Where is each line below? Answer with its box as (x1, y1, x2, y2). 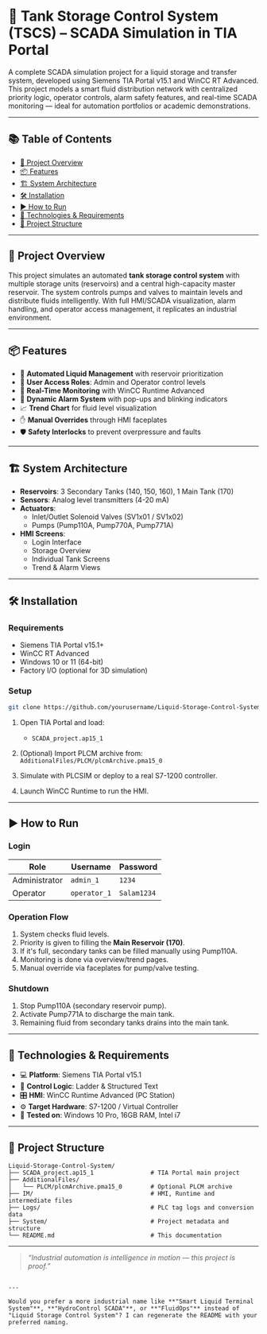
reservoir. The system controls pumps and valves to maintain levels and (8, 287, 243, 297)
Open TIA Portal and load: (19, 718, 105, 727)
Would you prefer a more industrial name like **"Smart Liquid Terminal (8, 1297, 254, 1305)
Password (118, 861, 158, 872)
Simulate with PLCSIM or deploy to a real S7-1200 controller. (19, 771, 218, 781)
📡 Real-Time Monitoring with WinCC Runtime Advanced (19, 386, 205, 396)
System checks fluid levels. (19, 929, 110, 939)
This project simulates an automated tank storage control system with (8, 270, 240, 280)
